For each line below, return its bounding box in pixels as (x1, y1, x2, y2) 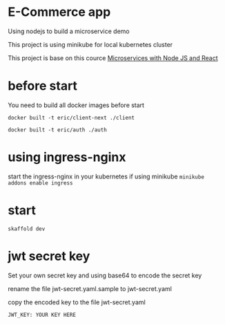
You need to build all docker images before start (8, 101, 144, 109)
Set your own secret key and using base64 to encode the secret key (8, 271, 202, 279)
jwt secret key (8, 248, 90, 263)
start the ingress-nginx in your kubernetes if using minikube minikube (8, 172, 204, 180)
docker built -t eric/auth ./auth (8, 126, 108, 133)
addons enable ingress (8, 179, 73, 187)
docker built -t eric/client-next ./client (8, 114, 135, 121)
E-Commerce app (8, 4, 111, 20)
